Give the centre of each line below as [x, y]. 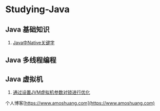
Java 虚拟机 [24, 79]
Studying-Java [38, 9]
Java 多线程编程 [31, 60]
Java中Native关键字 [34, 43]
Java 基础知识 [27, 29]
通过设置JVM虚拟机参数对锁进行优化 [52, 92]
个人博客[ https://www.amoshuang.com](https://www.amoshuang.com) [80, 103]
